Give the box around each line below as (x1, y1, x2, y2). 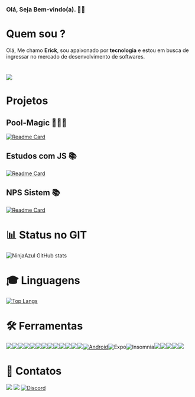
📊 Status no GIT (6, 228, 87, 241)
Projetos (6, 94, 48, 108)
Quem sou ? (6, 27, 66, 41)
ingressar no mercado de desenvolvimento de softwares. (6, 53, 145, 60)
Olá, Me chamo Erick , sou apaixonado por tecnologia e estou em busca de (6, 47, 189, 54)
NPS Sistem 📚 (6, 188, 60, 198)
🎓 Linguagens (6, 273, 81, 287)
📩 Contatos (6, 364, 62, 377)
